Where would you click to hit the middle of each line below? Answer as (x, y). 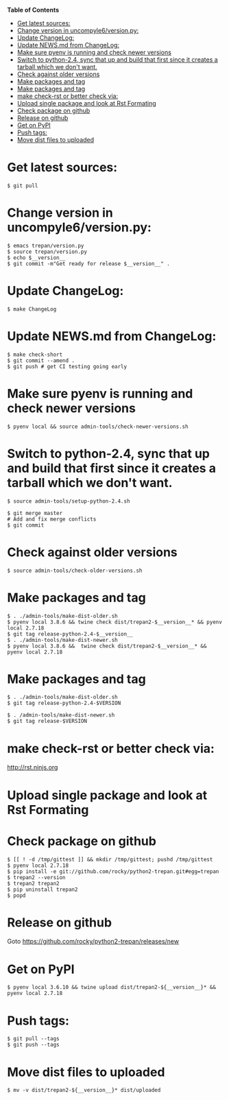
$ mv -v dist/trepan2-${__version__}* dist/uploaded (84, 1090)
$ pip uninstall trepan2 (43, 889)
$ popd (16, 895)
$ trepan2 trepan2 (33, 883)
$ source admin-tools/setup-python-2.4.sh (69, 501)
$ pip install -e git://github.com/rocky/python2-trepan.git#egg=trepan (113, 871)
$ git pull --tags (33, 1039)
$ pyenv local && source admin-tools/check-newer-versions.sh (98, 427)
